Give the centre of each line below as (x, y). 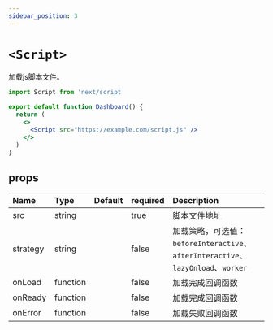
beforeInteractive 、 (212, 243)
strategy (28, 249)
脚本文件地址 (197, 216)
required (148, 201)
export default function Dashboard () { (76, 107)
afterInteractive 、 (210, 255)
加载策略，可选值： (209, 231)
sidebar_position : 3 (43, 16)
